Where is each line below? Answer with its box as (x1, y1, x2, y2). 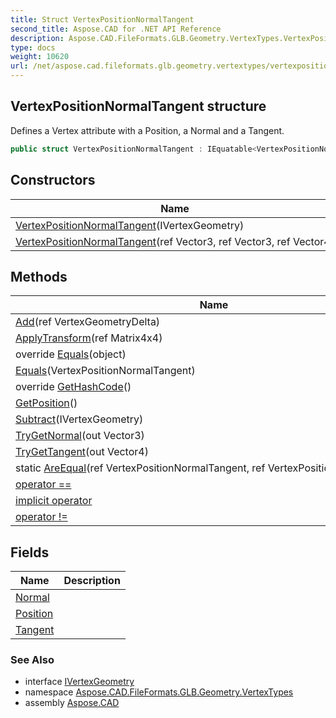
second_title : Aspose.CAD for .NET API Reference (10, 24, 222, 34)
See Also (10, 653, 55, 667)
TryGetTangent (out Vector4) (15, 445, 149, 459)
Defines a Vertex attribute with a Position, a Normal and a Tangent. (10, 124, 285, 136)
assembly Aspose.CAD (24, 697, 120, 709)
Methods (10, 268, 68, 285)
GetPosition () (15, 396, 78, 410)
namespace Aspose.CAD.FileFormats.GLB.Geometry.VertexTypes (24, 686, 294, 698)
